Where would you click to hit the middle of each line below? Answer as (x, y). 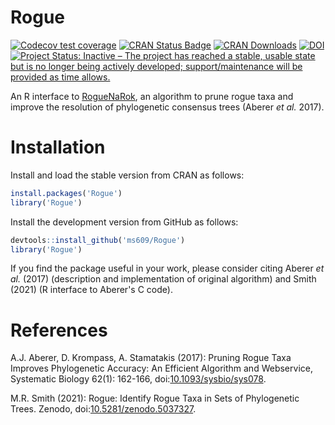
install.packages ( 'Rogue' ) (66, 193)
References (59, 330)
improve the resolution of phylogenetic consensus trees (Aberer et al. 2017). (167, 107)
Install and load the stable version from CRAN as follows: (127, 175)
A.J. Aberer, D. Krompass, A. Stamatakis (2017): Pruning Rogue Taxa (151, 358)
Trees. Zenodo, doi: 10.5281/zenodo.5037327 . (103, 409)
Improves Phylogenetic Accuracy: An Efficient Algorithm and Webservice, (161, 368)
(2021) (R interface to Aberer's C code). (91, 290)
